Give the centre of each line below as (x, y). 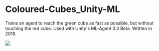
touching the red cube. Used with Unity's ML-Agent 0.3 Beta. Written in (78, 28)
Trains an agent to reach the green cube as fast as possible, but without (79, 23)
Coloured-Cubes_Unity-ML (63, 9)
